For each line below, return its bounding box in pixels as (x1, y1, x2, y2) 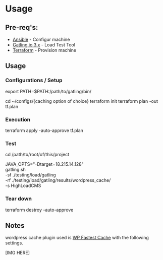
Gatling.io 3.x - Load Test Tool (12, 42, 76, 48)
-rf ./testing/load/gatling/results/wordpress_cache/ (5, 177, 111, 183)
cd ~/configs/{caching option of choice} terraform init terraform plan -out (5, 98, 158, 104)
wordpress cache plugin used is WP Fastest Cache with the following (5, 235, 149, 241)
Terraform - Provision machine (12, 47, 77, 53)
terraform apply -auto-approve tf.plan (5, 127, 83, 134)
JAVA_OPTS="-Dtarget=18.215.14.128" (5, 161, 84, 167)
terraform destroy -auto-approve (5, 207, 74, 213)
